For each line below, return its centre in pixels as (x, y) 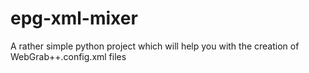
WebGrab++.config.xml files (68, 56)
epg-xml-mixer (74, 18)
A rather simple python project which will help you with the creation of (155, 46)
